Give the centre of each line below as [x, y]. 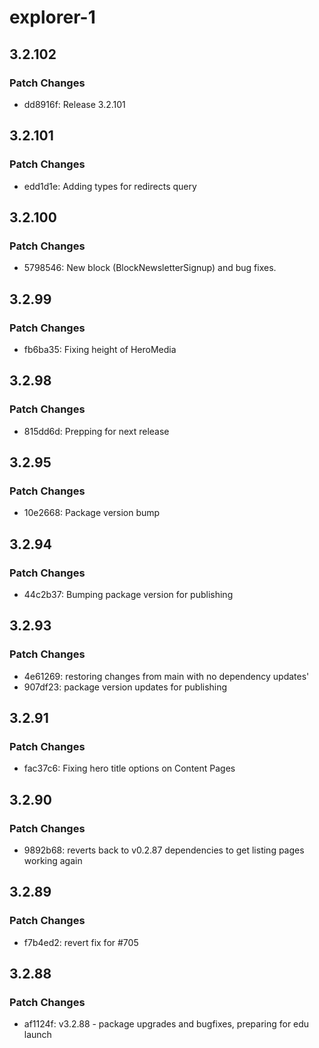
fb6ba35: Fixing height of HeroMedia [100, 349]
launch [37, 1035]
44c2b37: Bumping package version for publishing [128, 594]
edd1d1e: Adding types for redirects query [110, 186]
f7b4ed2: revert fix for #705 [81, 942]
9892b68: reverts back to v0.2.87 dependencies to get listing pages [164, 850]
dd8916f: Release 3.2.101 [74, 104]
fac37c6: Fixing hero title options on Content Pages [129, 768]
